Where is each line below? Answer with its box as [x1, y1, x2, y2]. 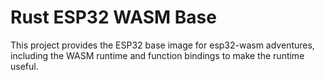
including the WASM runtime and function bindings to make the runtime [10, 49, 305, 61]
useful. [10, 60, 39, 72]
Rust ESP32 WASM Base [10, 6, 217, 29]
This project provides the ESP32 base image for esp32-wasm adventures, [10, 39, 315, 51]
